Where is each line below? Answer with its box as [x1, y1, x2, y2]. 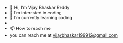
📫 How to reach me [9, 26, 51, 31]
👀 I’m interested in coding [9, 10, 62, 15]
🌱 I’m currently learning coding [9, 15, 73, 20]
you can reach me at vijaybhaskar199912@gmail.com [9, 32, 118, 38]
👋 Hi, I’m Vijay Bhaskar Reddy [9, 5, 70, 10]
